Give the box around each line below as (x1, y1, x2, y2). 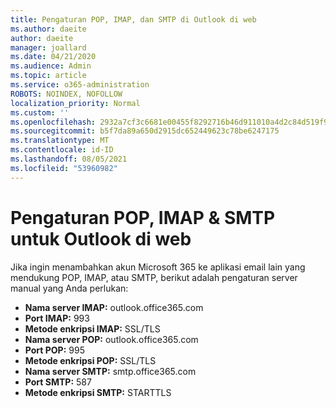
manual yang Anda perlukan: (10, 282, 129, 294)
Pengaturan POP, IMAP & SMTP (10, 206, 276, 229)
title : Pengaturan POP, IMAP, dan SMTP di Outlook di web (10, 14, 257, 25)
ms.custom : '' (10, 107, 70, 118)
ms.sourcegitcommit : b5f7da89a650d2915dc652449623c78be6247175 (10, 126, 280, 136)
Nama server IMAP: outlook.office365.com (24, 301, 204, 313)
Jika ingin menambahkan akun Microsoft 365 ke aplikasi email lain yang (10, 261, 306, 273)
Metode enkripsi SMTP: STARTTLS (24, 386, 172, 398)
